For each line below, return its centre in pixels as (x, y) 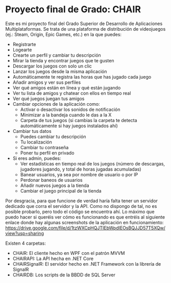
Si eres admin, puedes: (37, 158)
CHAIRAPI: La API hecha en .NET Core (53, 258)
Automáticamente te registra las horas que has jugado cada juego (82, 77)
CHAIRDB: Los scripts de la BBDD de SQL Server (64, 275)
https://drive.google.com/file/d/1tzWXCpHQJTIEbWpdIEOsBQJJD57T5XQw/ (86, 228)
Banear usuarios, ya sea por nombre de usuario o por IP (79, 174)
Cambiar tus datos (32, 131)
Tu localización (36, 142)
